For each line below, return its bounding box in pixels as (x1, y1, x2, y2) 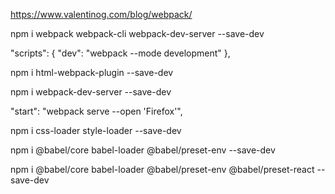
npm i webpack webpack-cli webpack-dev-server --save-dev (10, 28, 265, 39)
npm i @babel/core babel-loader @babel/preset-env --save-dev (10, 144, 276, 156)
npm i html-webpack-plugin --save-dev (10, 67, 174, 78)
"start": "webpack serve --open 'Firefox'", (10, 105, 183, 117)
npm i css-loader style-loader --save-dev (10, 125, 182, 136)
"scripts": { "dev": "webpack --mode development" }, (10, 47, 231, 59)
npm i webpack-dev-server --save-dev (10, 86, 172, 98)
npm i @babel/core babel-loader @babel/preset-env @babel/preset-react (10, 164, 315, 175)
